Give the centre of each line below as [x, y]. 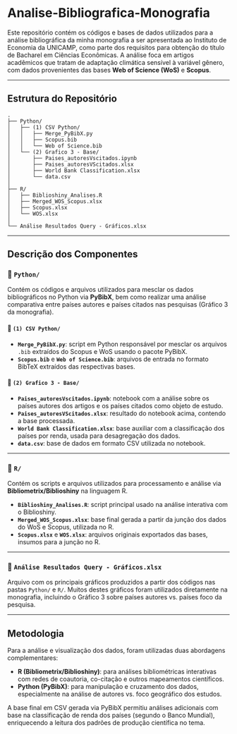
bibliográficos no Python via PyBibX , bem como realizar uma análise [107, 297]
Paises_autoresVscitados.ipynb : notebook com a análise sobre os [113, 398]
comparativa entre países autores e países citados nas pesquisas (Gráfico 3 [118, 305]
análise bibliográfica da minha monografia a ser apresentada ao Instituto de [117, 39]
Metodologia [36, 634]
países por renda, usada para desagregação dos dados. [99, 436]
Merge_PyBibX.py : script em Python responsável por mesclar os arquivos [122, 344]
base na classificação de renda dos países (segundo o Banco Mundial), [111, 715]
